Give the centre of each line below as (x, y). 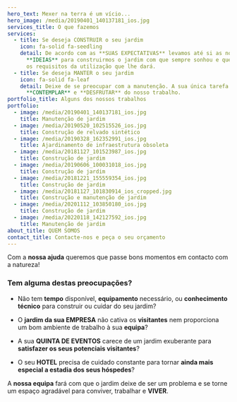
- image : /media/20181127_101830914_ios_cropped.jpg (93, 191)
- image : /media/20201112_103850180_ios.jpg (80, 205)
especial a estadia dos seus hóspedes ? (76, 370)
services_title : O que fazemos (53, 27)
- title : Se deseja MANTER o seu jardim (74, 73)
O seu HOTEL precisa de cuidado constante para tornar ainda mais (115, 362)
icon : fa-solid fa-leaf (55, 79)
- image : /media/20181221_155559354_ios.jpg (80, 178)
